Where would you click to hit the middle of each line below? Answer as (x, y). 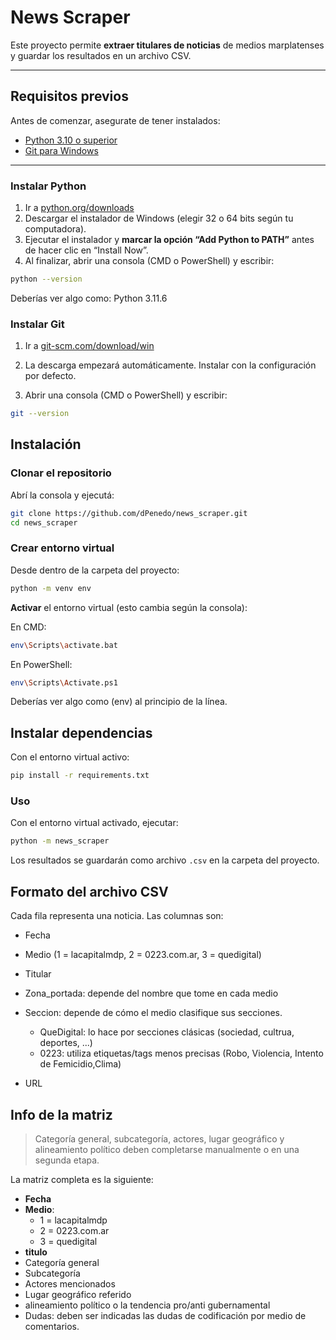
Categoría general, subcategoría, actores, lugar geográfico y (159, 1138)
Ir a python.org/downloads (79, 208)
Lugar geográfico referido (78, 1294)
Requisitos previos (69, 96)
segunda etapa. (67, 1160)
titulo (36, 1252)
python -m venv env (51, 588)
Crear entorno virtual (62, 548)
